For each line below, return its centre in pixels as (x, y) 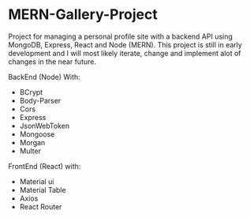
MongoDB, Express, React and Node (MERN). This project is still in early (125, 44)
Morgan (32, 142)
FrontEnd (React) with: (45, 166)
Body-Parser (40, 100)
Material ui (37, 181)
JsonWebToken (44, 126)
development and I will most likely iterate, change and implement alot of (125, 53)
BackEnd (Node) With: (44, 77)
